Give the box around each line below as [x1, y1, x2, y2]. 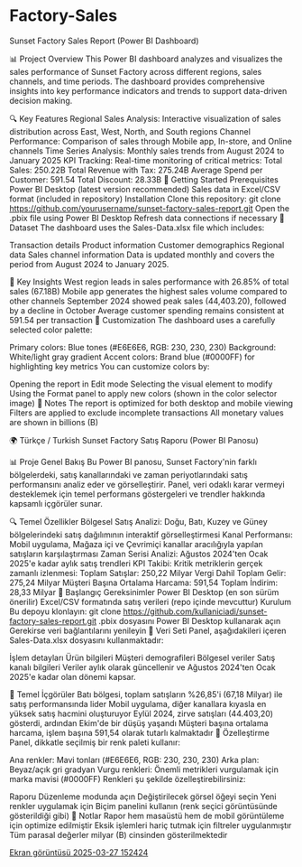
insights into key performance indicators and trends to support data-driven [9, 85, 288, 96]
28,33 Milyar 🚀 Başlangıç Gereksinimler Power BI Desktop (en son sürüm [9, 586, 279, 597]
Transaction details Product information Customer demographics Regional [9, 239, 285, 250]
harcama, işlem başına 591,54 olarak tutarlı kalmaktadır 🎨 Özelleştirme [9, 727, 270, 738]
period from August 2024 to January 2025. [9, 258, 169, 269]
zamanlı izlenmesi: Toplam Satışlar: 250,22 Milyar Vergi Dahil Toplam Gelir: [9, 567, 287, 578]
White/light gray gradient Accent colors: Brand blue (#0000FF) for [9, 351, 255, 362]
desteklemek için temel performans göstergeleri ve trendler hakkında [9, 489, 266, 499]
